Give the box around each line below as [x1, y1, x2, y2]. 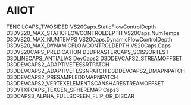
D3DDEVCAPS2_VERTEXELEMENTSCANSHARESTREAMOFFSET [6, 79, 165, 87]
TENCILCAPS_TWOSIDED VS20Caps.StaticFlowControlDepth [6, 23, 156, 30]
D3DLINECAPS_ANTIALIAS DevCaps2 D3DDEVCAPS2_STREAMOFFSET [6, 55, 183, 62]
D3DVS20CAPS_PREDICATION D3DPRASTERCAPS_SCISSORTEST [6, 48, 170, 55]
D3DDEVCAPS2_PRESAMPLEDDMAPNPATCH [6, 74, 118, 81]
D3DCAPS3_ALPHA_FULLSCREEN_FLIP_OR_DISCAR [6, 93, 135, 100]
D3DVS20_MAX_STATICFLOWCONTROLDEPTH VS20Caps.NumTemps [6, 29, 180, 36]
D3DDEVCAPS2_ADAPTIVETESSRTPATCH [6, 61, 109, 68]
